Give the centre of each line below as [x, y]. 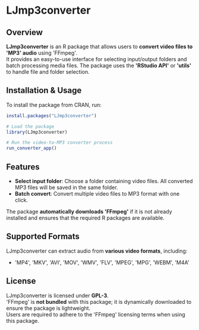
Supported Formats [43, 236]
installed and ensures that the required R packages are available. [85, 218]
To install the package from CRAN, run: [54, 105]
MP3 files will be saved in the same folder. [66, 187]
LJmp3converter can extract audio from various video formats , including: [97, 251]
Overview [25, 32]
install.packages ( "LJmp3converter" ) [51, 116]
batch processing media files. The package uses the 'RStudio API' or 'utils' [99, 65]
